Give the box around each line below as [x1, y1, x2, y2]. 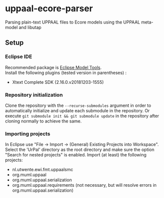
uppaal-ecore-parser [5, 3, 93, 14]
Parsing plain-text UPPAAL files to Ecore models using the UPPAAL [5, 19, 141, 25]
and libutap [19, 24, 42, 30]
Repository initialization [5, 91, 63, 98]
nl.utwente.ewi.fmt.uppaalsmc [12, 167, 73, 173]
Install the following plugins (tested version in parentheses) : [5, 70, 127, 75]
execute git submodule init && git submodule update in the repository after [5, 113, 159, 119]
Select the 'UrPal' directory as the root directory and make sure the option [5, 147, 155, 152]
